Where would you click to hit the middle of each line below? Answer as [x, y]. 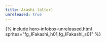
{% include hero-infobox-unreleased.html [49, 28]
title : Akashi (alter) [29, 10]
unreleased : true [24, 14]
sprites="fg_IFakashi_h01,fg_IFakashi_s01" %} [53, 34]
